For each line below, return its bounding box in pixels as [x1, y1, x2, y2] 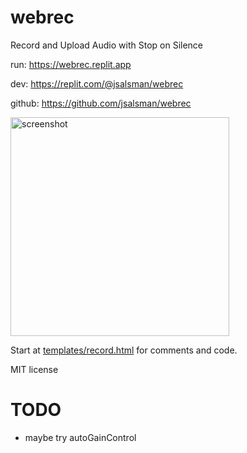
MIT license [10, 363, 59, 375]
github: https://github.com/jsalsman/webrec [10, 97, 192, 109]
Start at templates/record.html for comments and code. [10, 344, 238, 356]
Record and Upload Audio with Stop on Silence [10, 39, 203, 51]
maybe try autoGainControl [24, 431, 137, 443]
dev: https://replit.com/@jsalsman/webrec [10, 77, 184, 90]
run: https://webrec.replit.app [10, 58, 132, 70]
